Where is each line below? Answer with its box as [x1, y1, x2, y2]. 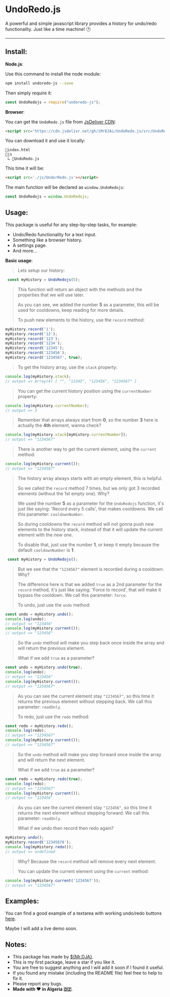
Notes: [5, 940, 27, 949]
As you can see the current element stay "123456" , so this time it [17, 805, 152, 811]
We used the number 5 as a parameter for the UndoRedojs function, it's [17, 500, 164, 506]
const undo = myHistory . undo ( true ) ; [5, 665, 82, 670]
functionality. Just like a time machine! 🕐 [5, 26, 91, 32]
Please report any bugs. [12, 981, 63, 987]
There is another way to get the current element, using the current [17, 446, 157, 453]
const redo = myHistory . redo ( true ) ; [5, 776, 82, 782]
